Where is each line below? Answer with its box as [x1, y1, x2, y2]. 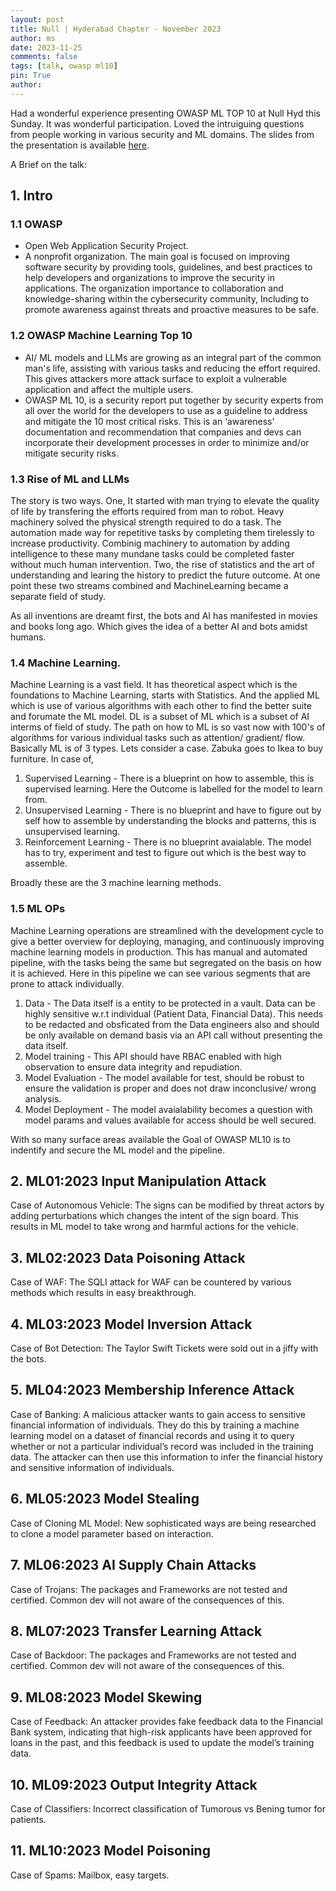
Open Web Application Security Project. [24, 240, 189, 252]
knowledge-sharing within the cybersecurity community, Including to [24, 293, 310, 305]
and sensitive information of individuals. [10, 1461, 175, 1473]
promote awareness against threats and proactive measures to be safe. [24, 304, 319, 316]
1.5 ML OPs [10, 902, 66, 916]
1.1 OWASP [10, 217, 63, 231]
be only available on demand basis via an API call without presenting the [24, 1029, 323, 1041]
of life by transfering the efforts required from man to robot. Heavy [10, 506, 285, 518]
